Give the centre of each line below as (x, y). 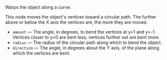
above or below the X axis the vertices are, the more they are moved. (76, 22)
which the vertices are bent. (41, 53)
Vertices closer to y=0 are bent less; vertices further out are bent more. (86, 37)
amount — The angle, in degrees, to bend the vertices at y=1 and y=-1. (84, 32)
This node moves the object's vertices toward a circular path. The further (81, 17)
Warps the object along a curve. (38, 7)
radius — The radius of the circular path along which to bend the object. (87, 42)
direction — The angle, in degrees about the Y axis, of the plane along (86, 48)
